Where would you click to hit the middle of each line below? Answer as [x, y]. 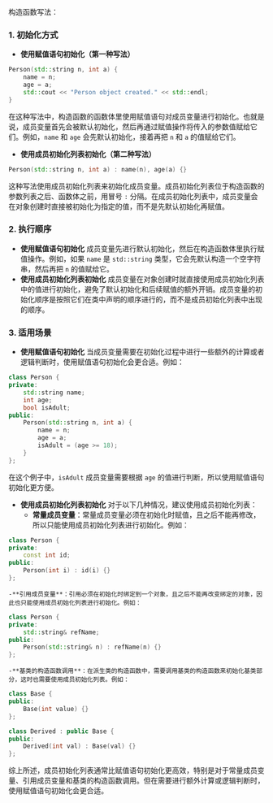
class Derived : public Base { [61, 731]
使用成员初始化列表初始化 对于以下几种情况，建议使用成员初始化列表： [139, 504]
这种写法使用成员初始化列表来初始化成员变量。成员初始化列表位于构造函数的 [136, 186]
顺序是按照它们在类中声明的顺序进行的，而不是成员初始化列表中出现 [148, 299]
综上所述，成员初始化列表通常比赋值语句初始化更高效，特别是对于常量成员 [133, 770]
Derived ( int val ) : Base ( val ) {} [80, 746]
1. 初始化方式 [33, 35]
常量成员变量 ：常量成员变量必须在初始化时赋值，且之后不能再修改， [146, 514]
